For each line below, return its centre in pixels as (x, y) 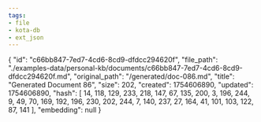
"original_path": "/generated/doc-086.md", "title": (154, 76)
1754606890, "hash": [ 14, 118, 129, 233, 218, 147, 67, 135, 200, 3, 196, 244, (129, 93)
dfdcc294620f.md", (40, 76)
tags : (17, 15)
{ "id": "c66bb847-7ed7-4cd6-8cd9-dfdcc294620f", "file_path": (113, 60)
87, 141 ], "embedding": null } (55, 110)
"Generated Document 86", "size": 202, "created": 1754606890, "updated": (131, 85)
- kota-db (24, 30)
